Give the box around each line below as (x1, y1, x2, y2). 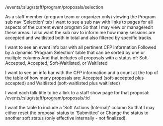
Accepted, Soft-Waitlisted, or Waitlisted (27, 60, 108, 66)
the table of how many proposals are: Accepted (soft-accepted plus (5, 75, 144, 81)
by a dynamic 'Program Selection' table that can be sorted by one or (5, 49, 145, 55)
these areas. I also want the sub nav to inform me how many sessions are (5, 30, 156, 35)
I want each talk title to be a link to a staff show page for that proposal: (5, 90, 150, 95)
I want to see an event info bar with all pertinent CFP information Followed (5, 44, 157, 50)
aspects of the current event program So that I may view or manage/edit (5, 24, 153, 30)
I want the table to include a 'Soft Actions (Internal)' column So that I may (5, 105, 155, 110)
